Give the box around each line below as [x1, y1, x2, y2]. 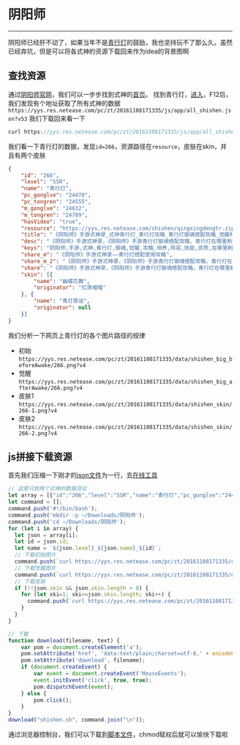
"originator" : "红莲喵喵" [33, 284, 106, 292]
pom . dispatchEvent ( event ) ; [33, 683, 114, 690]
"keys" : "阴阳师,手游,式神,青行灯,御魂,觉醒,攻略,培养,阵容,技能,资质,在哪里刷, [21, 245, 236, 252]
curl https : [8, 128, 43, 135]
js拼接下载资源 [8, 451, 73, 463]
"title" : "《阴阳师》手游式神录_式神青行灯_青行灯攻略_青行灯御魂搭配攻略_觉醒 [21, 231, 230, 238]
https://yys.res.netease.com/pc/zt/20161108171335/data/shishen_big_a [18, 378, 233, 385]
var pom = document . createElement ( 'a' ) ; [21, 643, 142, 651]
